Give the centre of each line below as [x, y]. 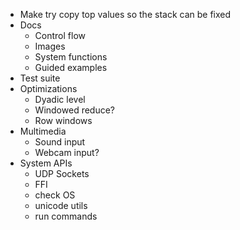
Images [50, 46]
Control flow [60, 35]
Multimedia [43, 131]
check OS [55, 195]
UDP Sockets [62, 173]
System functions [71, 57]
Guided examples [71, 67]
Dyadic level [60, 99]
